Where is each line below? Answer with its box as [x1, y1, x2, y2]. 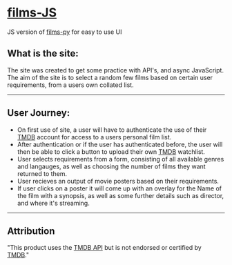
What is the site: [7, 48, 79, 59]
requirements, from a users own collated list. [7, 81, 134, 89]
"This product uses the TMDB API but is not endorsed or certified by [7, 244, 202, 252]
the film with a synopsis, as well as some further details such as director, [17, 191, 224, 199]
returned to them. [17, 169, 68, 177]
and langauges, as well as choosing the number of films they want [17, 162, 206, 170]
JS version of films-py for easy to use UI [7, 28, 122, 36]
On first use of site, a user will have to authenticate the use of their [17, 126, 207, 134]
